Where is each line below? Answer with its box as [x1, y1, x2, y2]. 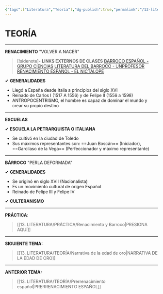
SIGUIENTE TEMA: [5, 241, 43, 246]
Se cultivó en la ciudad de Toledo [12, 135, 79, 141]
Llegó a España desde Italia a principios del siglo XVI [12, 87, 118, 93]
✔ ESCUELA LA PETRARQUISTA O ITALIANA [5, 126, 96, 131]
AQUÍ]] [16, 227, 31, 232]
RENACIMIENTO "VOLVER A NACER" [5, 49, 80, 54]
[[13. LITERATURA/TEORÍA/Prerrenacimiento [16, 278, 106, 284]
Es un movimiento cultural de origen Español [12, 183, 101, 189]
